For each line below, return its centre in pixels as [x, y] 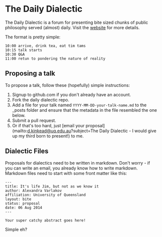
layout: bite [18, 199]
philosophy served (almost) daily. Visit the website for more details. [72, 27]
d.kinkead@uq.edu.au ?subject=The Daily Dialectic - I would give [92, 131]
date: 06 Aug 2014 [24, 207]
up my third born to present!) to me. [48, 136]
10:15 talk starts [24, 50]
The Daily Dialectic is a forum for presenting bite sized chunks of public [77, 22]
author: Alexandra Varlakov [34, 190]
